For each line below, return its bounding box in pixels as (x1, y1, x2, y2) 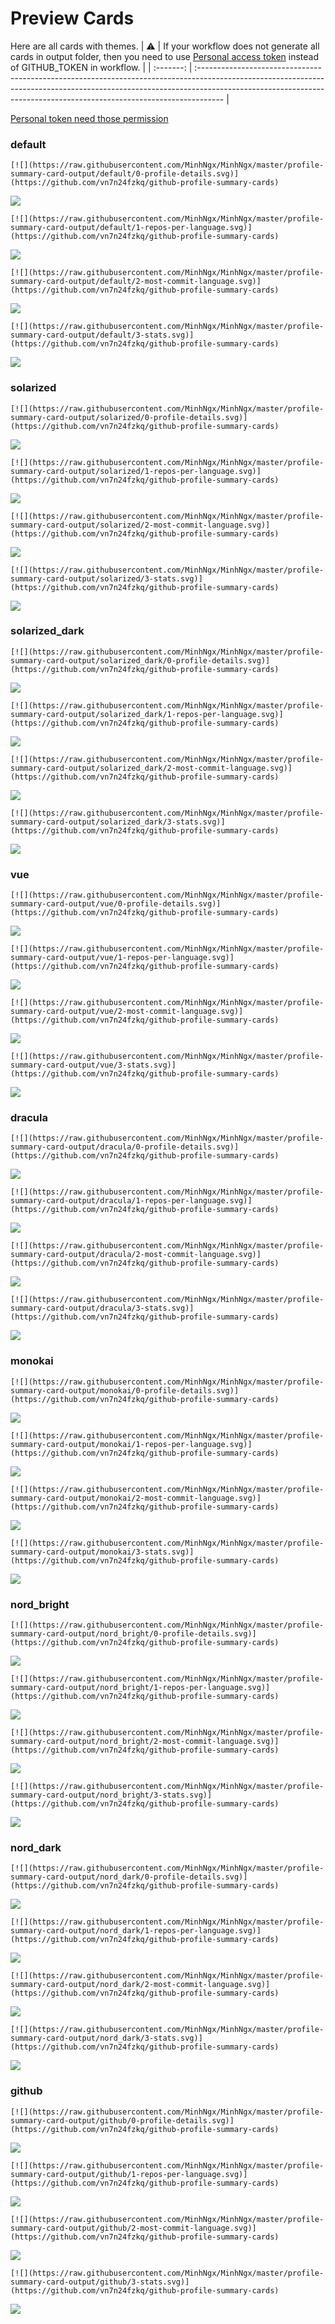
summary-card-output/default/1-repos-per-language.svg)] (10, 223, 253, 233)
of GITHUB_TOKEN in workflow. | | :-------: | (10, 61, 193, 73)
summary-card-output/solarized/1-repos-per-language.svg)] (10, 466, 262, 476)
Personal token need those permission (10, 112, 169, 124)
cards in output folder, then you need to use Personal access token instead (10, 50, 319, 62)
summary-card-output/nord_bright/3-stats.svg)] (10, 1790, 213, 1801)
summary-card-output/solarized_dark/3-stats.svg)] (10, 817, 226, 827)
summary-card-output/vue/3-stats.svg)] (10, 1060, 177, 1071)
